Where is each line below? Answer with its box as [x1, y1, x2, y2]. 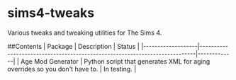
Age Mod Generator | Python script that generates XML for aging [21, 57, 210, 65]
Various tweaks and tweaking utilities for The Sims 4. [7, 28, 162, 37]
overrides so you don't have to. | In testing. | [7, 64, 137, 73]
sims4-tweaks [7, 5, 94, 21]
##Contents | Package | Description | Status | [7, 42, 140, 50]
